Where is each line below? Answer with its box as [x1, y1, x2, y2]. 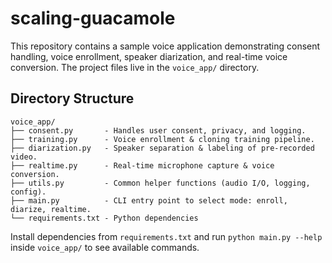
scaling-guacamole [10, 7, 176, 30]
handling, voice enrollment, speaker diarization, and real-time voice [10, 50, 288, 62]
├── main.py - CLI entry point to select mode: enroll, [10, 195, 288, 206]
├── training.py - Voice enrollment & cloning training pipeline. [10, 134, 315, 144]
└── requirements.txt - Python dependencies [10, 213, 199, 223]
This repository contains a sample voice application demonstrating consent [10, 40, 321, 52]
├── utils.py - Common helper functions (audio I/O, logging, [10, 178, 311, 188]
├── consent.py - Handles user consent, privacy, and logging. [10, 125, 307, 136]
